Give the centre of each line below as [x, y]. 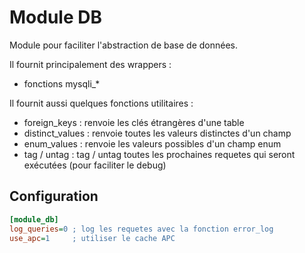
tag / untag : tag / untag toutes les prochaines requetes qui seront [159, 154]
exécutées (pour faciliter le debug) [95, 165]
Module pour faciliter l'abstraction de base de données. [123, 45]
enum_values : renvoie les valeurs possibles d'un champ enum [152, 143]
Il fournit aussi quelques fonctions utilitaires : [101, 103]
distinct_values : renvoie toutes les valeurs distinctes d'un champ [157, 133]
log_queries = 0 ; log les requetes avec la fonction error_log [141, 229]
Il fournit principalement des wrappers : [90, 64]
